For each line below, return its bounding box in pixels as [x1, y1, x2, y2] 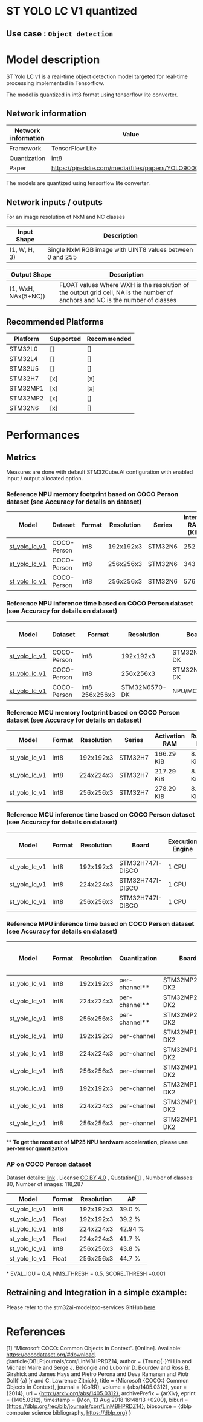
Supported [49, 334, 82, 343]
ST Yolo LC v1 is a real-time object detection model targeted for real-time [6, 73, 188, 80]
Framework [9, 144, 42, 153]
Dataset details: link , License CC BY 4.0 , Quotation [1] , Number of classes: [6, 1174, 195, 1181]
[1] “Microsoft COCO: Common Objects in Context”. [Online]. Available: [6, 1345, 182, 1352]
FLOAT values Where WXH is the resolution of [59, 281, 189, 289]
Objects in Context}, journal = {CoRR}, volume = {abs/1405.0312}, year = [6, 1383, 187, 1390]
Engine [172, 845, 193, 854]
